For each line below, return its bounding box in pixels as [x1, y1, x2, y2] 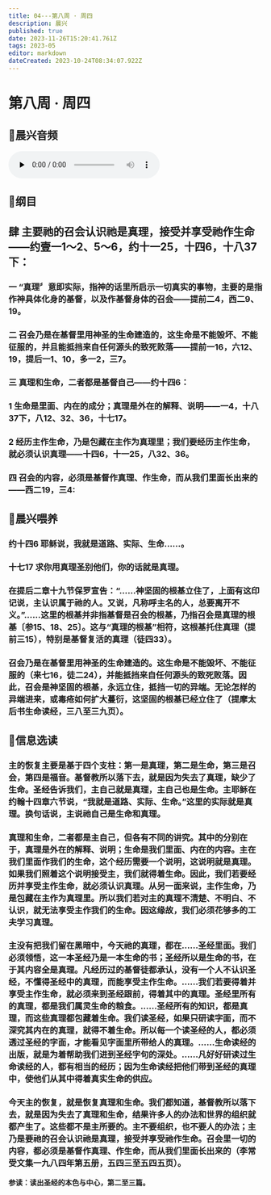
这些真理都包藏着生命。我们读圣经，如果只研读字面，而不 [33, 1013, 256, 1024]
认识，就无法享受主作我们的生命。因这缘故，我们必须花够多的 [8, 904, 248, 916]
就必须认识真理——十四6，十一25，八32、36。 [8, 449, 194, 460]
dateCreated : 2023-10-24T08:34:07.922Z [8, 57, 143, 65]
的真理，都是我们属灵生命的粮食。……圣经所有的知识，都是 [8, 1000, 240, 1012]
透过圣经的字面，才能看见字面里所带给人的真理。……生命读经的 [8, 1037, 256, 1048]
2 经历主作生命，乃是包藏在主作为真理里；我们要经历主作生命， [8, 437, 256, 448]
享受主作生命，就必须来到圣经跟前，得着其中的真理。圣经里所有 [8, 988, 256, 1000]
